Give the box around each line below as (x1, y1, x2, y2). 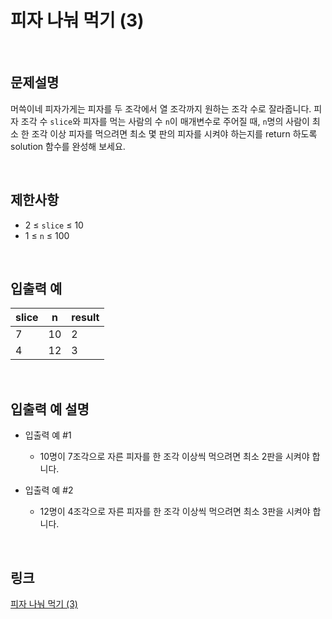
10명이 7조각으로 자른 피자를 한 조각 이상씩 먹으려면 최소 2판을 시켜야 (39, 451, 310, 463)
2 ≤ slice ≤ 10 (24, 219, 84, 231)
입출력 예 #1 (24, 429, 72, 441)
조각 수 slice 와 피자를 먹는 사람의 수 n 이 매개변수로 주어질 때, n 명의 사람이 (20, 115, 310, 127)
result (71, 311, 100, 325)
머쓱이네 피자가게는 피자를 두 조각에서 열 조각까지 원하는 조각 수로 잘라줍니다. (10, 102, 312, 115)
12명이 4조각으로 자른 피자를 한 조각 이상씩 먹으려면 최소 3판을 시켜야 (39, 506, 311, 518)
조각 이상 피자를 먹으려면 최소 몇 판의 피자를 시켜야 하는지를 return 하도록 (31, 127, 318, 140)
